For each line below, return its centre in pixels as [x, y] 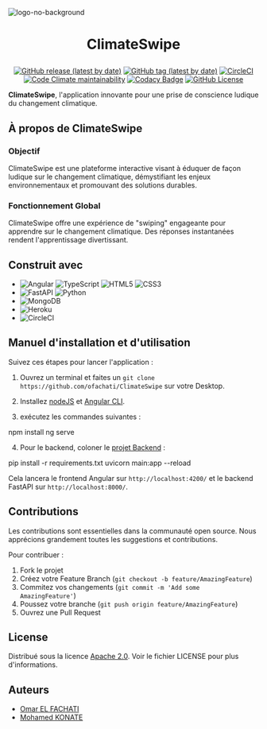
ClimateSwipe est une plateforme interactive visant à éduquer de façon [124, 168]
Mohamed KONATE [51, 717]
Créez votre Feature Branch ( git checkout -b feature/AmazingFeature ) [136, 578]
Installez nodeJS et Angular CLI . [72, 401]
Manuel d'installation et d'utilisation [99, 343]
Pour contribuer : [36, 555]
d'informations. [33, 665]
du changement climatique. [53, 103]
